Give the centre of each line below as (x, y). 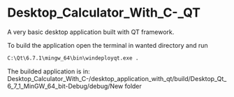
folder (133, 86)
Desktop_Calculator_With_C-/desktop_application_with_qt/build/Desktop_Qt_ (117, 78)
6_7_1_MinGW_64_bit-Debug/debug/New (65, 86)
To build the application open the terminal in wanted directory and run (108, 45)
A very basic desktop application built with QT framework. (91, 32)
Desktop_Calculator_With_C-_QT (104, 13)
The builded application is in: (49, 71)
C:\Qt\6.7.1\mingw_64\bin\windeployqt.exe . (73, 58)
